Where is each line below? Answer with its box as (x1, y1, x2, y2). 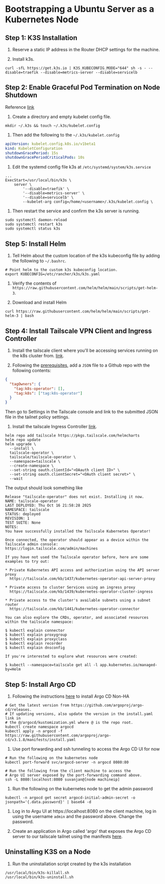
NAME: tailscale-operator (5, 499, 58, 504)
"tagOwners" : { (9, 381, 41, 386)
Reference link (5, 104, 34, 110)
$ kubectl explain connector (5, 628, 65, 633)
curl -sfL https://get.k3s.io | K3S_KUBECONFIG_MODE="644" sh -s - (5, 66, 147, 70)
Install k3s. (12, 56, 34, 62)
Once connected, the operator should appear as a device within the (5, 538, 149, 543)
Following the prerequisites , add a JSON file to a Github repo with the (12, 362, 150, 368)
